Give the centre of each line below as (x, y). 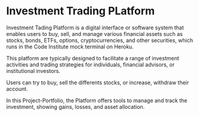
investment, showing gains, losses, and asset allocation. (76, 106)
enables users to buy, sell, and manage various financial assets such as (94, 33)
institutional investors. (33, 71)
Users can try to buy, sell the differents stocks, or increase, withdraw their (98, 83)
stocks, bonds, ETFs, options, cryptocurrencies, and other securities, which (100, 40)
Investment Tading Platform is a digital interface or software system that (95, 28)
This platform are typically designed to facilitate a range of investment (93, 58)
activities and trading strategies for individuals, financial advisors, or (91, 65)
